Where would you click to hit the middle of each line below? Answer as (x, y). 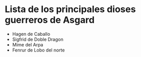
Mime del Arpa (28, 44)
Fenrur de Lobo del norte (38, 50)
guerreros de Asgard (50, 20)
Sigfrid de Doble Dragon (38, 39)
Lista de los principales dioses (70, 9)
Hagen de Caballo (31, 34)
